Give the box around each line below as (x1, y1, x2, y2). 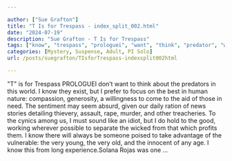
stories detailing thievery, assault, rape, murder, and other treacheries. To (7, 108, 216, 117)
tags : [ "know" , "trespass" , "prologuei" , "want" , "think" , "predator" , (7, 42, 218, 49)
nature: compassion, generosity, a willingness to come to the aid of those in (7, 94, 222, 102)
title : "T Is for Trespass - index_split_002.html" (7, 22, 159, 30)
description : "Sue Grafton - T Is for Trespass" (7, 35, 150, 42)
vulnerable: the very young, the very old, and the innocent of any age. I (7, 138, 209, 146)
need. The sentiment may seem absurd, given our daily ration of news (7, 102, 206, 110)
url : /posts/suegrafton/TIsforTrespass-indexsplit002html (7, 55, 177, 62)
